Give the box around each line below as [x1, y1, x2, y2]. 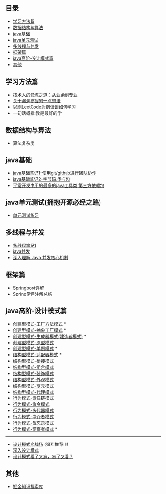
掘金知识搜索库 [12, 484, 43, 490]
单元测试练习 [12, 212, 39, 218]
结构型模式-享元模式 [12, 383, 54, 389]
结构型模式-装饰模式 [12, 370, 54, 376]
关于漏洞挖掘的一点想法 [12, 98, 61, 103]
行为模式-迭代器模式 [12, 407, 54, 413]
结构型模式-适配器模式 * [12, 351, 62, 357]
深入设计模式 [12, 447, 39, 453]
